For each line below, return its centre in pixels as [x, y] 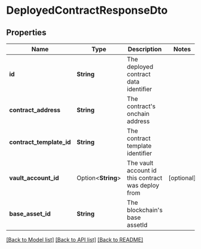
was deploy [143, 185]
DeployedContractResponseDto [87, 10]
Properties [26, 33]
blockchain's [144, 210]
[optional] [182, 178]
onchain [138, 114]
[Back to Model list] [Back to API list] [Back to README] [75, 240]
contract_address [35, 110]
